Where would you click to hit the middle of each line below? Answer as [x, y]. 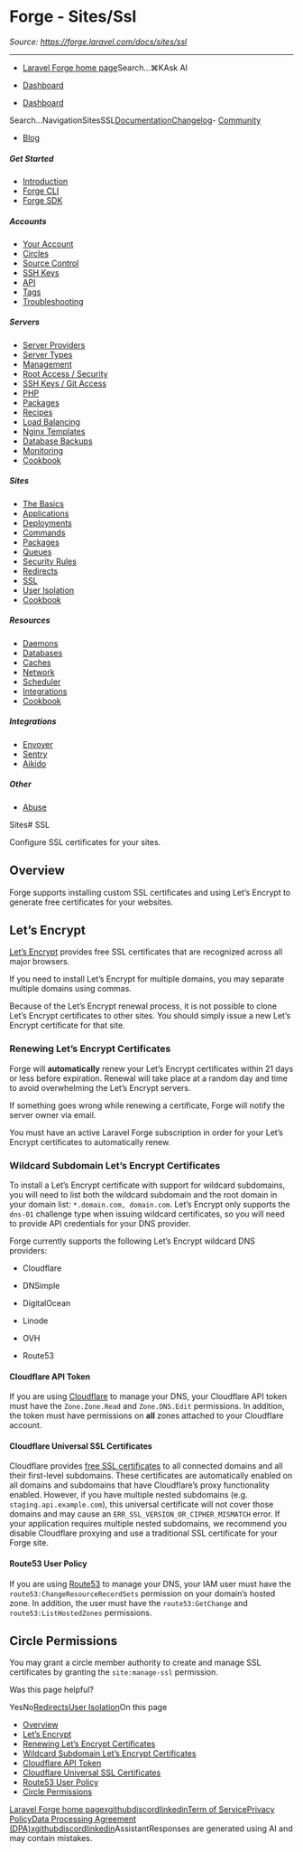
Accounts [28, 221]
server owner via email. [53, 1114]
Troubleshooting [53, 301]
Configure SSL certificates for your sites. [85, 841]
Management [47, 364]
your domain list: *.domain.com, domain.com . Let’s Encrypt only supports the [150, 1204]
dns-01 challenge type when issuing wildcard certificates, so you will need [147, 1214]
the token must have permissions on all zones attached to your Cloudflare [147, 1415]
